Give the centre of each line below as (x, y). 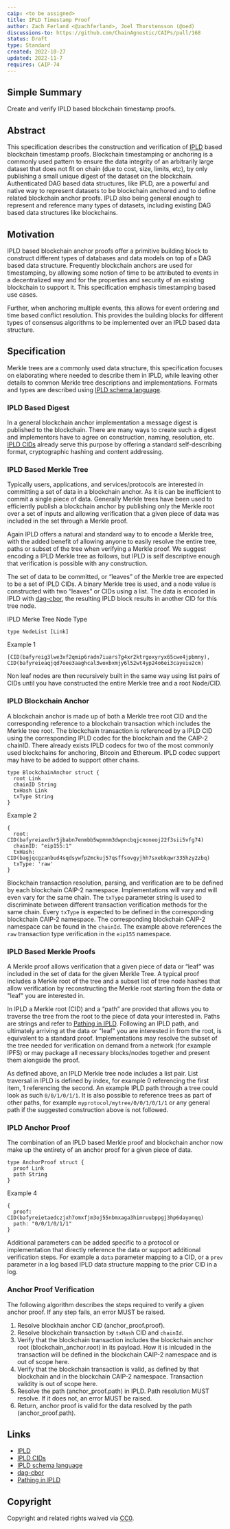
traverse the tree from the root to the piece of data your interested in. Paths (114, 1017)
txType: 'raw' (33, 864)
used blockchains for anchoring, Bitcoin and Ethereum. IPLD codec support (114, 752)
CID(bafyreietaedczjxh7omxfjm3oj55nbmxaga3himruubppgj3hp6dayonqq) (106, 1218)
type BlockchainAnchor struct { (53, 772)
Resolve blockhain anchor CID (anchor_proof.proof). (91, 1325)
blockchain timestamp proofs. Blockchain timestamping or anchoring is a (110, 155)
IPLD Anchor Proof (39, 1127)
